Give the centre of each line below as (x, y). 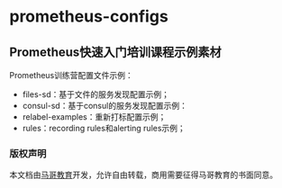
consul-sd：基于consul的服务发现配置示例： (105, 106)
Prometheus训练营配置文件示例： (71, 75)
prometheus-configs (89, 17)
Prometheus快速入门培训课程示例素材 (116, 52)
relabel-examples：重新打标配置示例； (94, 117)
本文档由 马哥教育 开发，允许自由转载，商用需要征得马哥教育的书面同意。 (143, 175)
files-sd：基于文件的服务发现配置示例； (96, 94)
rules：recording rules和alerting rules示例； (104, 128)
